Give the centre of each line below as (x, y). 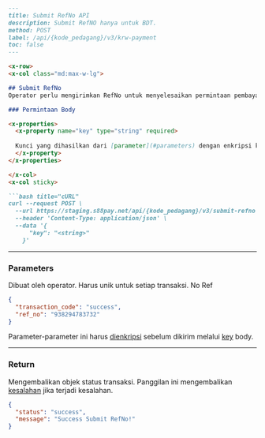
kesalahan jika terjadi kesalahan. (61, 390)
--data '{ (31, 226)
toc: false (26, 45)
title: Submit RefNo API (49, 15)
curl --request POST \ (45, 204)
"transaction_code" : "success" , (69, 307)
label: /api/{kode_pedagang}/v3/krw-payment (82, 37)
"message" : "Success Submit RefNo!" (75, 419)
